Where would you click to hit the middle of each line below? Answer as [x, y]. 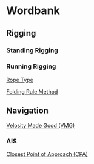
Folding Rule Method [32, 91]
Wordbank [33, 11]
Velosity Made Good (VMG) [41, 125]
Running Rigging [31, 66]
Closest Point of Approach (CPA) [47, 154]
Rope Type [20, 80]
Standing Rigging [32, 50]
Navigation [27, 111]
